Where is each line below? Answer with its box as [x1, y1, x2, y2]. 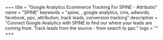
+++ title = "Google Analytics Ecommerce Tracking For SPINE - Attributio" [5, 4, 157, 10]
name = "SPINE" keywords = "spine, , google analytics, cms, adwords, [5, 9, 150, 15]
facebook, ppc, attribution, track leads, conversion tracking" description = [5, 15, 158, 20]
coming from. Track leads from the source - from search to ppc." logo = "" [5, 25, 158, 31]
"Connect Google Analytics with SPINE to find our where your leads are [5, 20, 152, 26]
